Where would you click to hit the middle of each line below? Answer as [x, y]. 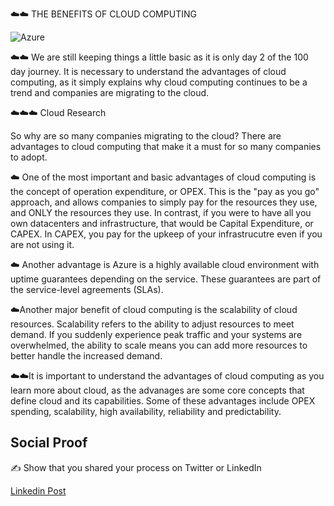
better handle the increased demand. [86, 356]
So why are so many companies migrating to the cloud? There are [146, 136]
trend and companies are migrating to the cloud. [110, 92]
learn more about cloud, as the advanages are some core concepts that [157, 390]
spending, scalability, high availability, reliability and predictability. [146, 411]
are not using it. [42, 244]
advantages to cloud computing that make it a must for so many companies [166, 146]
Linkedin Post [38, 490]
